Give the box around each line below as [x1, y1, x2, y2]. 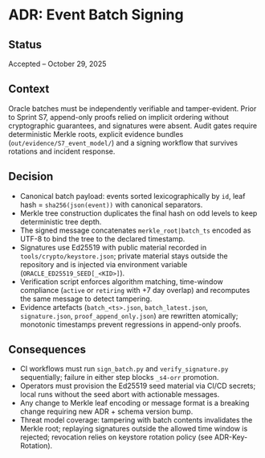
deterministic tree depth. [19, 217, 102, 226]
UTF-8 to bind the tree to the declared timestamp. [19, 233, 185, 243]
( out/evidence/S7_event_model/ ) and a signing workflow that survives [8, 138, 238, 147]
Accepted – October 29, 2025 [8, 59, 107, 68]
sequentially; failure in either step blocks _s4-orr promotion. [19, 373, 219, 382]
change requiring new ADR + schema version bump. [19, 406, 194, 416]
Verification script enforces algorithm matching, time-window [19, 276, 223, 287]
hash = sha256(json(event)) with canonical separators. [19, 200, 203, 209]
